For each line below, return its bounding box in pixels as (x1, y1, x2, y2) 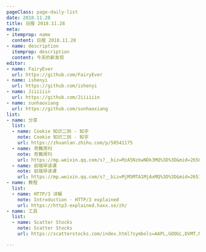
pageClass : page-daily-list (6, 9, 78, 15)
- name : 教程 (6, 180, 38, 186)
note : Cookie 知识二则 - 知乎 (17, 134, 89, 141)
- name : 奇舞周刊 (12, 145, 53, 152)
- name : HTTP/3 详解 (12, 191, 63, 197)
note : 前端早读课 (17, 168, 57, 174)
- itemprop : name (6, 32, 51, 38)
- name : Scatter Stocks (12, 220, 72, 226)
